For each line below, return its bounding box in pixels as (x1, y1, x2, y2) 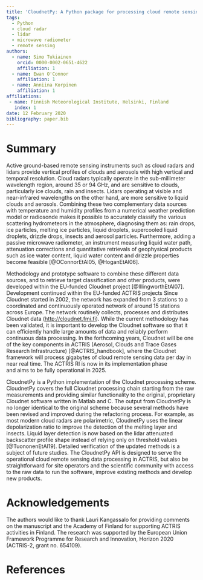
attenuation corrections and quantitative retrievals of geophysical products (6, 246, 192, 253)
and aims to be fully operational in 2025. (6, 367, 107, 374)
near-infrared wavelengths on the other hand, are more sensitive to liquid (6, 194, 188, 202)
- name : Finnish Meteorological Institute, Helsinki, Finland (8, 99, 169, 105)
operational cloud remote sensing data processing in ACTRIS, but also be (6, 455, 188, 463)
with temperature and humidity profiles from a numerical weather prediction (6, 207, 195, 214)
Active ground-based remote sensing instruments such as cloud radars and (6, 162, 195, 170)
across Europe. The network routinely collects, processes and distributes (6, 309, 188, 316)
